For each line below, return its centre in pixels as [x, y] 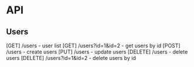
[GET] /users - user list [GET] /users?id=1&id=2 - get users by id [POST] [93, 45]
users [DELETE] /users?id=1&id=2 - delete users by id [71, 58]
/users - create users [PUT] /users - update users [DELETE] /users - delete [97, 52]
